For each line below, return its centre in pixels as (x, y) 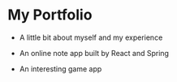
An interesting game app (60, 69)
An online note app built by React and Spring (94, 53)
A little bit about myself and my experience (91, 37)
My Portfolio (50, 15)
